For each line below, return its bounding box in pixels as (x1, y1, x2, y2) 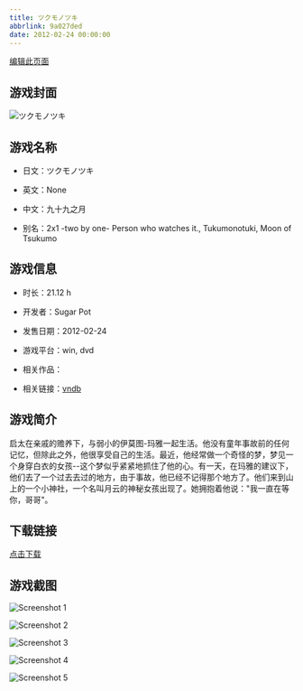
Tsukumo (22, 233, 58, 244)
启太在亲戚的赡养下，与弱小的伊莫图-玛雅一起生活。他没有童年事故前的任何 (9, 437, 290, 448)
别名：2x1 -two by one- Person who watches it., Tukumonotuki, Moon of (22, 223, 292, 233)
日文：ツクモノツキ (22, 165, 95, 176)
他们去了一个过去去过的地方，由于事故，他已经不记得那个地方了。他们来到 (9, 472, 286, 482)
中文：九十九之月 (22, 204, 87, 214)
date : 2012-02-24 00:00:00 (9, 30, 111, 39)
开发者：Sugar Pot (22, 306, 92, 317)
